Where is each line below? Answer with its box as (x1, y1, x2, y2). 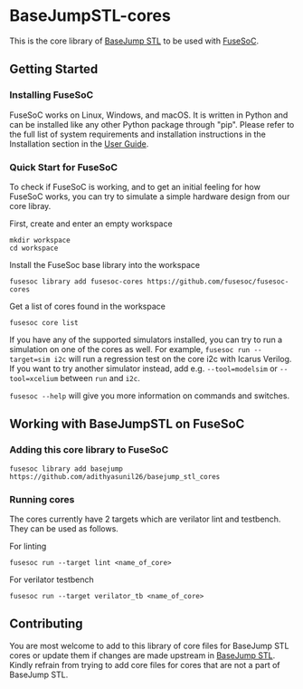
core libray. (9, 200, 52, 211)
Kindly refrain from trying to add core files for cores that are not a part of (9, 659, 280, 670)
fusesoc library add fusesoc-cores (9, 277, 144, 286)
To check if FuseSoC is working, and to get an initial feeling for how (9, 181, 260, 192)
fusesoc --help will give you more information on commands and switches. (9, 390, 290, 401)
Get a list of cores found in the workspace (9, 301, 166, 311)
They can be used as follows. (9, 522, 119, 534)
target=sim (9, 355, 51, 364)
